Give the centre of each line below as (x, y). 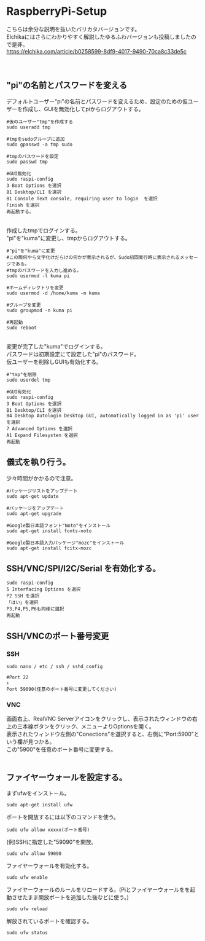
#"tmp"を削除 (21, 374)
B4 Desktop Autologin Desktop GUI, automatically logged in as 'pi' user (103, 415)
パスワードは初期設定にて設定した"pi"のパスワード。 (73, 354)
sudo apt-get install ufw (39, 805)
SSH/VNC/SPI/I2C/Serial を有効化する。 (83, 568)
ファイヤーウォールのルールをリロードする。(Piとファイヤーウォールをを (98, 890)
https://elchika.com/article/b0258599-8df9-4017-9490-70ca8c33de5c (97, 51)
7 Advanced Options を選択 (39, 428)
